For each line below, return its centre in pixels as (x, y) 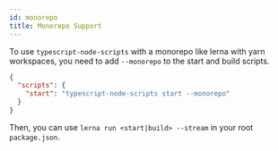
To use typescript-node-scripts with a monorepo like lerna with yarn (137, 51)
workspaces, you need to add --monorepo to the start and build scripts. (139, 61)
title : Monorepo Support (56, 26)
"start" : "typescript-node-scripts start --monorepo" (128, 94)
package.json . (35, 137)
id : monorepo (34, 17)
